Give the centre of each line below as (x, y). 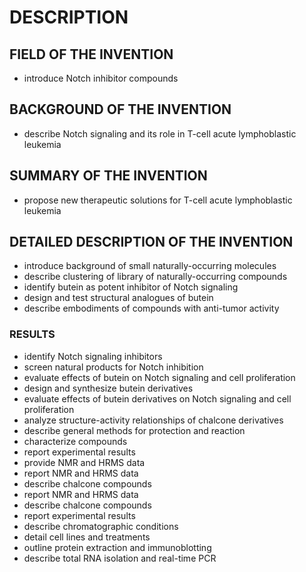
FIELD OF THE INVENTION (91, 54)
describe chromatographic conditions (101, 526)
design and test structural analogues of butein (118, 298)
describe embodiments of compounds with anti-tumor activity (151, 308)
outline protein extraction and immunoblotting (117, 547)
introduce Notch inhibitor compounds (101, 78)
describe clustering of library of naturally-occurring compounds (155, 277)
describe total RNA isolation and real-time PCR (120, 558)
